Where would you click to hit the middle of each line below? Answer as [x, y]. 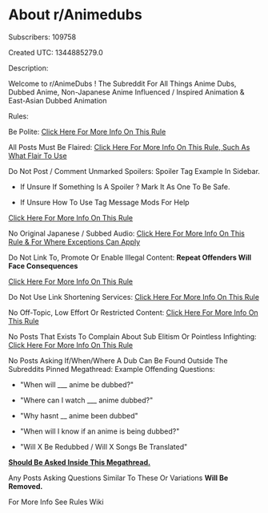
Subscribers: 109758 [42, 37]
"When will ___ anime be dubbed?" [77, 384]
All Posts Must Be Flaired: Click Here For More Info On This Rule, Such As [129, 147]
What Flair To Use [38, 156]
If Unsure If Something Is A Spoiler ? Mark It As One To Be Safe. [125, 187]
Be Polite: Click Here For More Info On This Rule [87, 131]
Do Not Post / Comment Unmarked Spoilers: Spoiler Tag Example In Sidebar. [134, 171]
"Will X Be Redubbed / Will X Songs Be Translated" [104, 446]
